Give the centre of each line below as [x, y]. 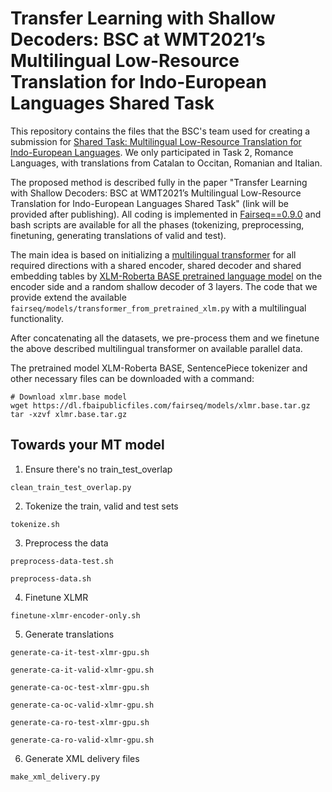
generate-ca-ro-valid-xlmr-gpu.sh [82, 740]
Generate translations [69, 634]
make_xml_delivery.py [55, 777]
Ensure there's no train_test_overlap [98, 469]
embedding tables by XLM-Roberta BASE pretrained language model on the [166, 276]
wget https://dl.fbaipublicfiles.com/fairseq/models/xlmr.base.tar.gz [160, 405]
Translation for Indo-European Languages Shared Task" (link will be [149, 203]
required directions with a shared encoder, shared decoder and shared [156, 265]
